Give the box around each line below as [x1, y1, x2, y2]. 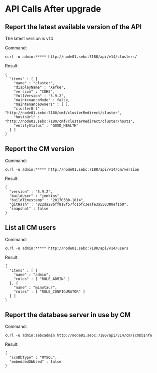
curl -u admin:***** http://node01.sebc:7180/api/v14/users [5, 246, 129, 251]
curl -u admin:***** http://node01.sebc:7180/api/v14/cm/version [5, 167, 139, 172]
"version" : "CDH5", [14, 89, 55, 94]
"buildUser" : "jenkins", [9, 193, 62, 198]
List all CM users [5, 224, 57, 232]
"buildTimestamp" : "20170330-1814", [9, 197, 86, 202]
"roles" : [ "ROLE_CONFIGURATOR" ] [14, 289, 86, 294]
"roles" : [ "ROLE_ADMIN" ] [14, 276, 70, 281]
